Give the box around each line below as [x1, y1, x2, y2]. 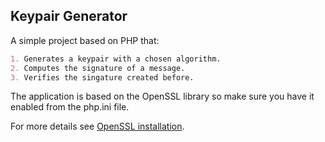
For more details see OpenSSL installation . [10, 120, 185, 133]
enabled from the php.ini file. [10, 101, 130, 113]
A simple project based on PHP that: [10, 34, 160, 46]
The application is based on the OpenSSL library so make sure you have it [10, 90, 315, 103]
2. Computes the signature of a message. [10, 63, 186, 73]
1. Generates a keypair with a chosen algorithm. [10, 54, 222, 64]
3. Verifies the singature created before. [10, 72, 195, 83]
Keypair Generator [10, 8, 128, 25]
